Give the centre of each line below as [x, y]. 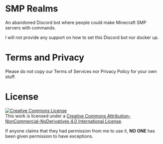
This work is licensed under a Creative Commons [56, 116]
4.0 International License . [96, 121]
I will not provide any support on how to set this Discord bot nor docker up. [82, 37]
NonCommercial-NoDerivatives [37, 121]
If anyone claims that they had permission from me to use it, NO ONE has [80, 131]
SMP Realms [32, 9]
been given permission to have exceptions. [49, 136]
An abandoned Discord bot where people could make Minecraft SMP [76, 22]
